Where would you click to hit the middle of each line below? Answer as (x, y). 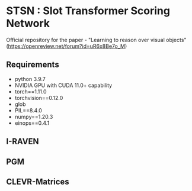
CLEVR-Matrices (38, 182)
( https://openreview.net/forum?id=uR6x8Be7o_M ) (67, 46)
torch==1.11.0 (31, 91)
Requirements (33, 65)
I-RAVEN (23, 142)
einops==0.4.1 (32, 123)
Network (28, 23)
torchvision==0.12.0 (39, 98)
